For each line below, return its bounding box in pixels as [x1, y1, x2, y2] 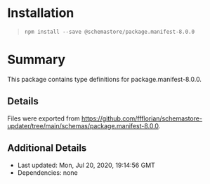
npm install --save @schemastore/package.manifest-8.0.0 [24, 28, 195, 35]
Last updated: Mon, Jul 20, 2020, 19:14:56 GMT [17, 161, 156, 169]
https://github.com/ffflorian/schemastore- [81, 114, 202, 123]
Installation [7, 5, 74, 21]
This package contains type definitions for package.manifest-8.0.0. [7, 75, 202, 83]
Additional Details [7, 142, 87, 154]
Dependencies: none [17, 168, 79, 177]
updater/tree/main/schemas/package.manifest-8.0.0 [7, 121, 159, 130]
